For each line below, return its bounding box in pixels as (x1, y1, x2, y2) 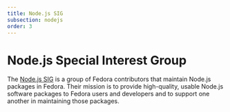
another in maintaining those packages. (7, 97, 119, 105)
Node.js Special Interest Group (7, 52, 187, 68)
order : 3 (7, 23, 32, 30)
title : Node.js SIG (7, 10, 64, 17)
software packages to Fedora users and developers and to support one (7, 90, 210, 98)
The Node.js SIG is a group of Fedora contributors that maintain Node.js (7, 75, 211, 83)
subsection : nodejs (7, 16, 64, 23)
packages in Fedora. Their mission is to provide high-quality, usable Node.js (7, 82, 224, 91)
